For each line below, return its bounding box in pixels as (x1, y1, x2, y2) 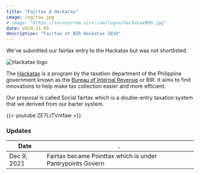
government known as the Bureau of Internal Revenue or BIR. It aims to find (6, 77, 191, 84)
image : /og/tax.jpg (6, 14, 55, 20)
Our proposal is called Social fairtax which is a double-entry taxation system (6, 94, 193, 101)
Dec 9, (9, 152, 28, 160)
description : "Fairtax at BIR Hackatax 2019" (6, 31, 121, 37)
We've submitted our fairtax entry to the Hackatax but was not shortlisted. (6, 47, 187, 54)
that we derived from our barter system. (6, 100, 104, 107)
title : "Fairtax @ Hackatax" (6, 8, 79, 15)
